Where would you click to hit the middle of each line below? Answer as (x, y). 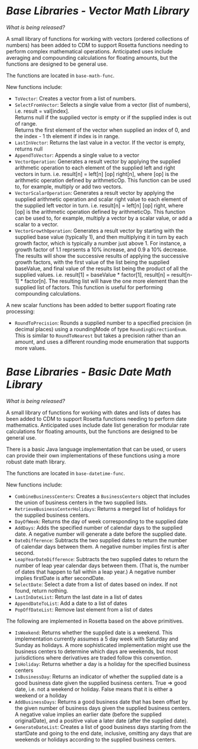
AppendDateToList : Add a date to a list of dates (71, 603)
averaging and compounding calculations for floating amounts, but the (92, 57)
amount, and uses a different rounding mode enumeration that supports (102, 341)
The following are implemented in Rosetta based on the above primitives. (95, 621)
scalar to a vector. (37, 224)
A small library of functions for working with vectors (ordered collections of (98, 39)
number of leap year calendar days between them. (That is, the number (102, 565)
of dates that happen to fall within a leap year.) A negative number (95, 572)
